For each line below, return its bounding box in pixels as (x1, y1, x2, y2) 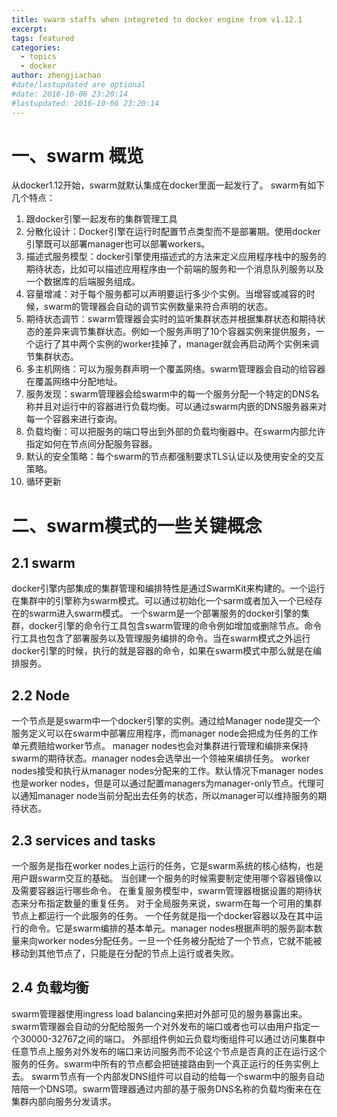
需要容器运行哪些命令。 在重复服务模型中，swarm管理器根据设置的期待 (19, 885, 314, 897)
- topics (20, 52, 57, 62)
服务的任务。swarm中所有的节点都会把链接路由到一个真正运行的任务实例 (11, 1057, 311, 1070)
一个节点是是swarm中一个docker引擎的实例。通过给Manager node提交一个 (11, 715, 321, 727)
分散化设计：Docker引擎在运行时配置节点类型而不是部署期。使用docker (25, 226, 321, 238)
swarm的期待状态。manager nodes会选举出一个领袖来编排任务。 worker (11, 752, 311, 765)
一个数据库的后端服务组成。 (25, 276, 141, 288)
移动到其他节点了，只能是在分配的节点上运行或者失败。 (11, 947, 239, 960)
